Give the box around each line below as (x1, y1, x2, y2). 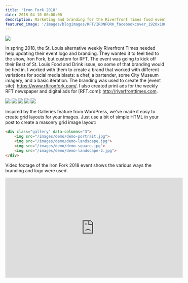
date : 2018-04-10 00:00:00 (5, 12, 62, 17)
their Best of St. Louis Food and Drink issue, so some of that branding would (5, 61, 165, 68)
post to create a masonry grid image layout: (5, 119, 96, 125)
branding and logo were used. (5, 167, 68, 173)
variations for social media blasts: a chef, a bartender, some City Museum (5, 72, 159, 78)
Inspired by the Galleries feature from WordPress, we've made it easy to (5, 109, 156, 115)
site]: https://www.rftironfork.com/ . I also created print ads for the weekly (5, 83, 158, 89)
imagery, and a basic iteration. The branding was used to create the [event (5, 77, 161, 84)
